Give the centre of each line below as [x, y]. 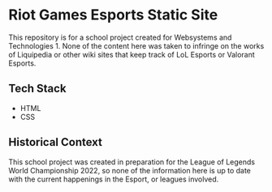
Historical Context [56, 142]
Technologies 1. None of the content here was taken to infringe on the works [136, 45]
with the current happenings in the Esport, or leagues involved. [114, 179]
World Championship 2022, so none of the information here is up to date [130, 170]
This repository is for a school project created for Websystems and [120, 37]
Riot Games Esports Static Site [113, 15]
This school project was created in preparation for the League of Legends [132, 162]
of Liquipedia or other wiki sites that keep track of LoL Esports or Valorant [132, 54]
